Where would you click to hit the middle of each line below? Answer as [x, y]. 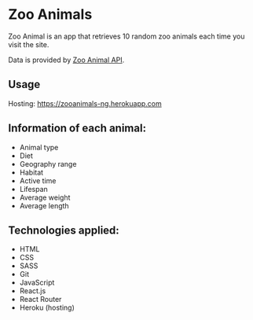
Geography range [48, 164]
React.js [33, 291]
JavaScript [37, 283]
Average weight [45, 197]
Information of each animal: [77, 129]
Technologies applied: [64, 230]
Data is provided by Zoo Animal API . [66, 60]
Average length [44, 205]
